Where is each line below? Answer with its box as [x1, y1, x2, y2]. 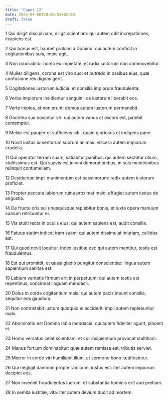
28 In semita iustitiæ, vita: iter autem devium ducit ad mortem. [5, 389, 133, 395]
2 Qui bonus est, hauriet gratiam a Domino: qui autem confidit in [5, 46, 137, 52]
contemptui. [5, 120, 30, 126]
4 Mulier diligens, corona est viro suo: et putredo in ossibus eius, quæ [5, 70, 149, 76]
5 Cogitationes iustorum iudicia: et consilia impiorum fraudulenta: [5, 85, 140, 91]
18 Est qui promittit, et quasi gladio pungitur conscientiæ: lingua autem [5, 260, 150, 266]
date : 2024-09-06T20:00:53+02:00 [5, 12, 75, 17]
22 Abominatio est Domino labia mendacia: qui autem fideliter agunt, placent [5, 320, 163, 327]
